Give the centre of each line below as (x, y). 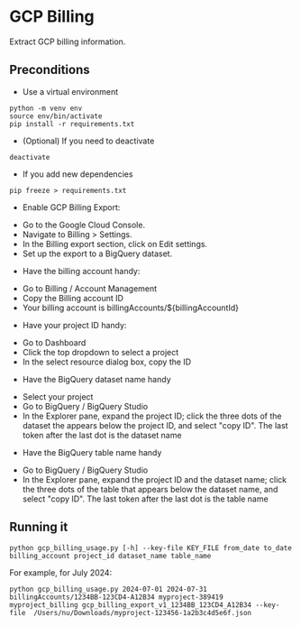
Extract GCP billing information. (68, 41)
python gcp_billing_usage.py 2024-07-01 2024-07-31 (108, 589)
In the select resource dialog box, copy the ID (107, 362)
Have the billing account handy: (81, 271)
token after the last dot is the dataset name (102, 435)
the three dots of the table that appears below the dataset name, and (150, 489)
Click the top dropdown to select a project (100, 352)
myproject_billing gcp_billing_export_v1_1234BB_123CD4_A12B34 (131, 605)
